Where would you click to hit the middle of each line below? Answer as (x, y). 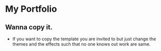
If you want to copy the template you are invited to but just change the (84, 39)
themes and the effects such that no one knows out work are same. (81, 44)
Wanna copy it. (29, 27)
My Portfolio (31, 9)
